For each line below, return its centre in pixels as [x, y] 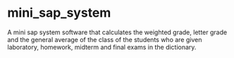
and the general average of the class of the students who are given [105, 39]
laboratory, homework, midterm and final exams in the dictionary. [102, 47]
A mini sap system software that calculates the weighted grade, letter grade [117, 32]
